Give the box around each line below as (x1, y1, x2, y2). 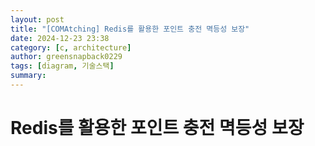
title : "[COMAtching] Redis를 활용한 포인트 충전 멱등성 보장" (10, 24, 250, 34)
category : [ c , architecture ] (10, 42, 132, 53)
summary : (10, 71, 47, 81)
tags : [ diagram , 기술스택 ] (10, 61, 115, 71)
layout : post (10, 14, 65, 25)
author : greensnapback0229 (10, 52, 123, 62)
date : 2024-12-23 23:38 (10, 33, 110, 43)
